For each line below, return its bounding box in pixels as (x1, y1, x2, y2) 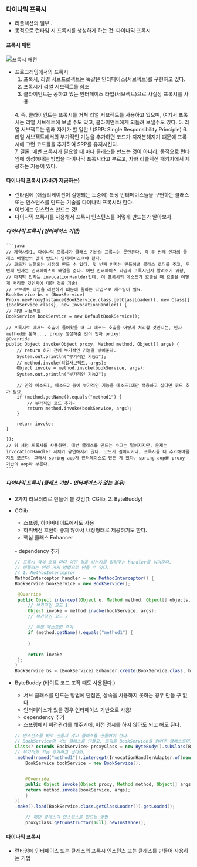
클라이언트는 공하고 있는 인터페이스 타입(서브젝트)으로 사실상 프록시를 (23, 90, 183, 97)
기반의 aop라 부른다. (6, 461, 50, 467)
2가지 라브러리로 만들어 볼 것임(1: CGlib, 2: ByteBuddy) (14, 495, 143, 502)
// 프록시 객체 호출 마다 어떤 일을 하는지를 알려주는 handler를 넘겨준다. (14, 559, 172, 565)
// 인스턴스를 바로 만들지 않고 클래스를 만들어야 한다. (14, 733, 130, 739)
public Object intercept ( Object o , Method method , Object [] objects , (17, 597, 191, 603)
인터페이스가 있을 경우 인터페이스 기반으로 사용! (23, 706, 132, 714)
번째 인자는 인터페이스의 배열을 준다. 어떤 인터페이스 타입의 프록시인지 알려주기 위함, (6, 268, 186, 274)
